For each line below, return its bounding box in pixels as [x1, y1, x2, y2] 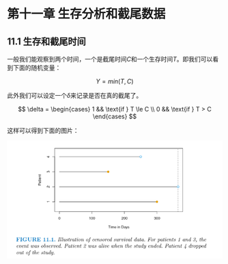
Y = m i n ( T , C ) [96, 77, 134, 85]
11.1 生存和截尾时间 [7, 36, 87, 47]
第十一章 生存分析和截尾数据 [7, 6, 166, 22]
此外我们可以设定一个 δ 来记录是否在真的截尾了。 [7, 92, 143, 99]
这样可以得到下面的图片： [7, 127, 79, 134]
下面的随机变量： [12, 64, 61, 72]
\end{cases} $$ [92, 112, 137, 120]
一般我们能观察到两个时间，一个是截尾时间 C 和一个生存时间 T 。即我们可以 [7, 55, 213, 63]
